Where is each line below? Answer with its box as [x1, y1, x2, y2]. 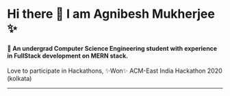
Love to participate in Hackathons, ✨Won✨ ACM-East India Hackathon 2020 [7, 67, 222, 75]
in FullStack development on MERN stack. [7, 51, 129, 60]
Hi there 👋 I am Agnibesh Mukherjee [7, 6, 216, 22]
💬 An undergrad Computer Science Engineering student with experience [7, 44, 218, 52]
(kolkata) [7, 75, 32, 83]
